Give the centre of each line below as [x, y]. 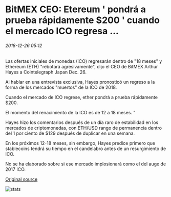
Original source [22, 179]
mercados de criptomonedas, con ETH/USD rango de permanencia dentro [84, 128]
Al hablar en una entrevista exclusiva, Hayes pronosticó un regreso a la [80, 82]
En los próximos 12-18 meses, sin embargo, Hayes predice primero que [80, 143]
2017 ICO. [16, 169]
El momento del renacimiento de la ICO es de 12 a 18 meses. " [70, 113]
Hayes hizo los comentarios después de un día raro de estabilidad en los [82, 122]
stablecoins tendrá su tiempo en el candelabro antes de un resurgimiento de [86, 149]
